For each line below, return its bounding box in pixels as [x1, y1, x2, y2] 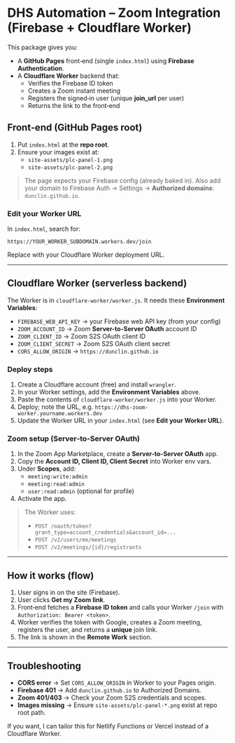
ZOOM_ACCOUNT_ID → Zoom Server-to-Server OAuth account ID [17, 324, 197, 333]
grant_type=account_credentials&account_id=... [34, 529, 176, 536]
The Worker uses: [24, 508, 76, 516]
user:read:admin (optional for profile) [27, 487, 135, 495]
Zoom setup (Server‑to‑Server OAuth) [7, 434, 141, 443]
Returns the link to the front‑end [27, 101, 120, 109]
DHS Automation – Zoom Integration [7, 5, 221, 21]
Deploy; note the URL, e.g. [17, 403, 94, 411]
